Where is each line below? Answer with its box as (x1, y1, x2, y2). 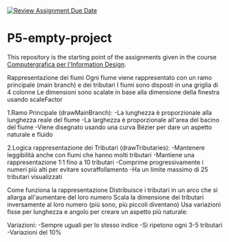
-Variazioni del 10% (7, 228, 62, 236)
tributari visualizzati (7, 172, 63, 180)
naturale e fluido (7, 130, 53, 138)
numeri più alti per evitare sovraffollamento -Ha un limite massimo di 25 (7, 165, 208, 174)
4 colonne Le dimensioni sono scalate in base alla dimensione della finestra (7, 88, 220, 96)
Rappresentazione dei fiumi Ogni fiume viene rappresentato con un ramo (7, 73, 213, 81)
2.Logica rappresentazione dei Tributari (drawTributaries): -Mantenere (7, 144, 205, 152)
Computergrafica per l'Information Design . (7, 60, 126, 68)
